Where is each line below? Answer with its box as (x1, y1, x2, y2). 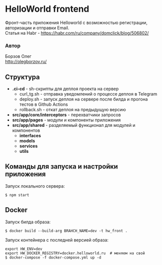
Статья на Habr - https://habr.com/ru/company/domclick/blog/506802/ (5, 30, 149, 36)
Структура (5, 72, 40, 81)
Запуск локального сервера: (5, 183, 65, 189)
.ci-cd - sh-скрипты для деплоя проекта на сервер (12, 86, 119, 92)
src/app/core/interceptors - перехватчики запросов (12, 112, 121, 118)
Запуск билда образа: (5, 219, 51, 225)
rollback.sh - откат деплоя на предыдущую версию (19, 107, 126, 113)
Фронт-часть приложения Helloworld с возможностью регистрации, (5, 20, 148, 25)
